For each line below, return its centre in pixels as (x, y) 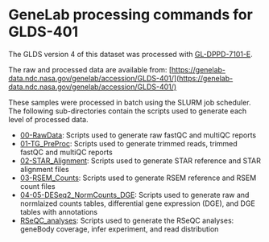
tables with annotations (59, 211)
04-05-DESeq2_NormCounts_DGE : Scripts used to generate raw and (134, 195)
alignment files (45, 169)
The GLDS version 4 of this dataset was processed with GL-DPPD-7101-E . (131, 54)
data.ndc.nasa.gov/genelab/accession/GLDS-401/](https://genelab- (121, 78)
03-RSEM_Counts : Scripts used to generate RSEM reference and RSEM (138, 178)
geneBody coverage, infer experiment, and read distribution (119, 229)
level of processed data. (48, 119)
